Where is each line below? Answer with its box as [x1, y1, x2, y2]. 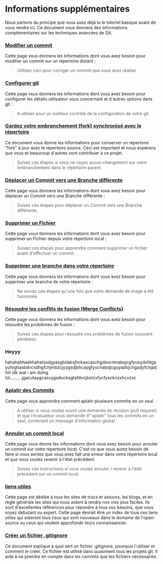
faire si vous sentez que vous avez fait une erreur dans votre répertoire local [5, 451, 158, 457]
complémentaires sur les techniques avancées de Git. [5, 30, 113, 35]
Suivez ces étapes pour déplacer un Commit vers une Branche [16, 203, 142, 208]
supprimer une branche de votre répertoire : [5, 278, 93, 285]
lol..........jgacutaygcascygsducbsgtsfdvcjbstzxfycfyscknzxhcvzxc [5, 375, 137, 381]
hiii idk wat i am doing [5, 370, 49, 376]
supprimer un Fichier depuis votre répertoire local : [5, 236, 107, 241]
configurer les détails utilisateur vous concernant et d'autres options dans [5, 96, 153, 102]
